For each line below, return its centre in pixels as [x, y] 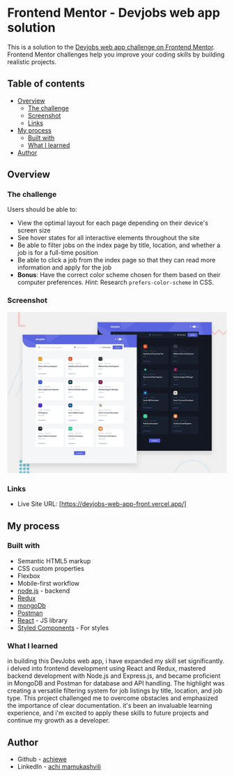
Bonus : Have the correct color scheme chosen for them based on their [119, 275]
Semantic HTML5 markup [54, 561]
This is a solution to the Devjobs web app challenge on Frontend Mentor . [111, 47]
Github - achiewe [42, 759]
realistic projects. [32, 61]
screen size [34, 230]
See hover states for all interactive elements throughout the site [108, 238]
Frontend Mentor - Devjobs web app [114, 13]
